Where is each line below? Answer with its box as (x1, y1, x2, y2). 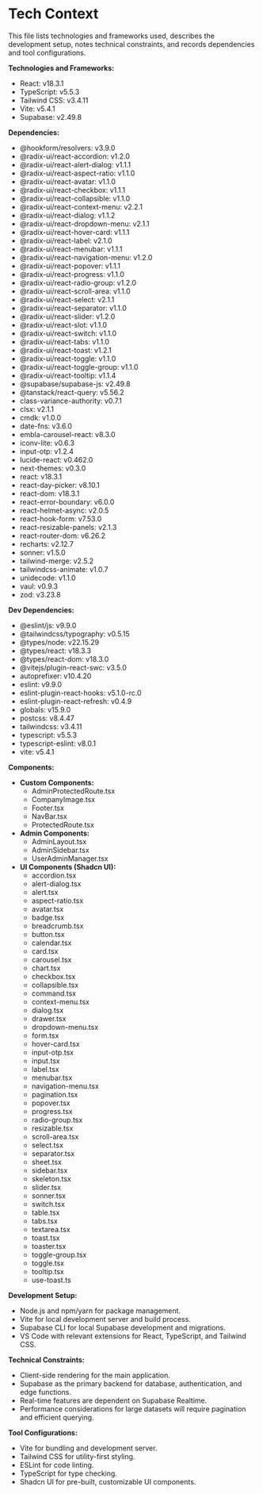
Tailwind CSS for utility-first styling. (19, 1451, 135, 1461)
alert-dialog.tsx (31, 878, 82, 889)
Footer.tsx (31, 803, 65, 812)
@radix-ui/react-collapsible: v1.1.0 (19, 194, 131, 203)
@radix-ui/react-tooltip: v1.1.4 (19, 371, 116, 380)
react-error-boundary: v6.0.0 (19, 497, 115, 506)
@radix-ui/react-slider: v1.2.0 (19, 311, 116, 321)
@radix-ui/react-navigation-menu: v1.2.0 (19, 252, 153, 262)
